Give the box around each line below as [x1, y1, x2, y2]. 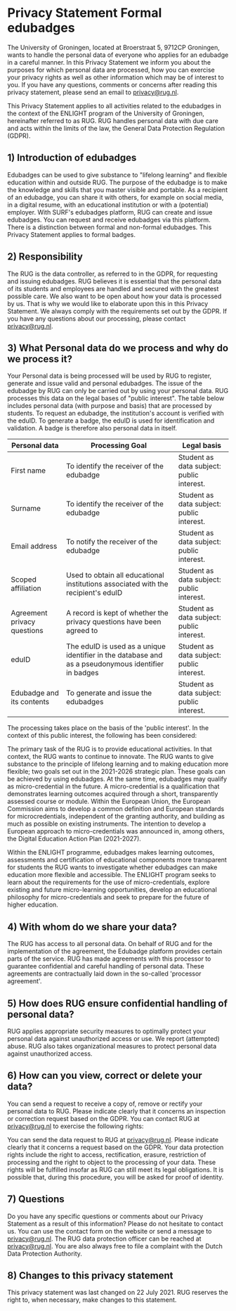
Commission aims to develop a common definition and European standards [7, 805, 225, 813]
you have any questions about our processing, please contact [7, 314, 186, 323]
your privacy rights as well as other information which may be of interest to [7, 72, 225, 82]
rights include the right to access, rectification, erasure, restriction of [7, 1150, 206, 1158]
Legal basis [182, 441, 221, 451]
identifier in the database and [65, 651, 163, 660]
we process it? [7, 353, 72, 365]
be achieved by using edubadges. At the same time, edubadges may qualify [7, 775, 227, 784]
